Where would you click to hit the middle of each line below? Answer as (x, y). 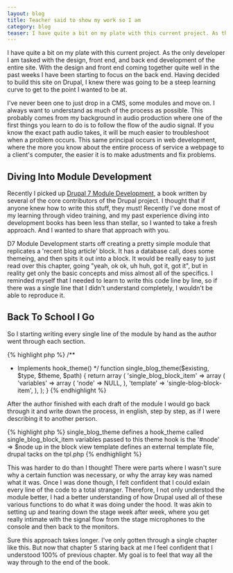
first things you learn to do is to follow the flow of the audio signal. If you (111, 125)
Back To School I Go (51, 317)
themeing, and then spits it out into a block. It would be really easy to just (112, 258)
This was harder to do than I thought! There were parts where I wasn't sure (114, 467)
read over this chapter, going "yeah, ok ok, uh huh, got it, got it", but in (107, 266)
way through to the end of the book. (59, 562)
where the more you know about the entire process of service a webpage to (116, 147)
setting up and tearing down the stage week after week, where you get (108, 512)
